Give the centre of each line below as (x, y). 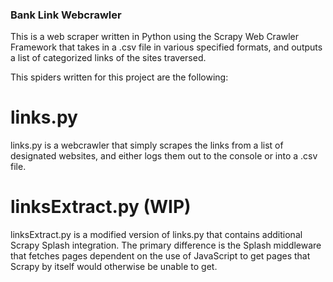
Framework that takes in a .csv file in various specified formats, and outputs (166, 47)
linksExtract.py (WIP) (101, 207)
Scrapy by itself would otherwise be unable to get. (114, 267)
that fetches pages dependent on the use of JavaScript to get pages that (160, 256)
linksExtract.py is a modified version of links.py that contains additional (156, 235)
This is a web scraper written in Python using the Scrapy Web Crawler (155, 37)
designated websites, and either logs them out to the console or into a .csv (164, 156)
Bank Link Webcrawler (66, 15)
